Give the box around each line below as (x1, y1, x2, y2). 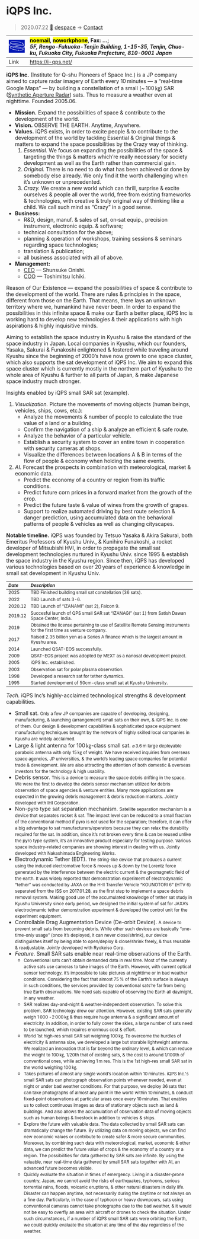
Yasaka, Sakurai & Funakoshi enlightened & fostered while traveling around (6, 346, 188, 353)
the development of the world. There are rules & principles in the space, (6, 290, 182, 298)
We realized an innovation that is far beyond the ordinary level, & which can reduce (23, 1046, 192, 1052)
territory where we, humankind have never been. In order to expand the (6, 304, 181, 311)
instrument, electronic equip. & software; (23, 222, 123, 229)
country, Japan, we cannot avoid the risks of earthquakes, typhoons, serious (23, 1178, 180, 1184)
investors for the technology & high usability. (14, 769, 105, 775)
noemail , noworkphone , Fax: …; (29, 37, 110, 44)
